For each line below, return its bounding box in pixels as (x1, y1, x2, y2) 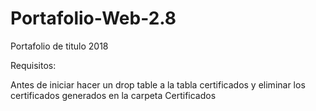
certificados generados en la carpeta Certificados (10, 89, 217, 101)
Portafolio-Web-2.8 (10, 7, 177, 30)
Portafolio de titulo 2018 (10, 40, 109, 52)
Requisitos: (10, 59, 57, 71)
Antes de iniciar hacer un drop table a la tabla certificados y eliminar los (10, 78, 306, 91)
